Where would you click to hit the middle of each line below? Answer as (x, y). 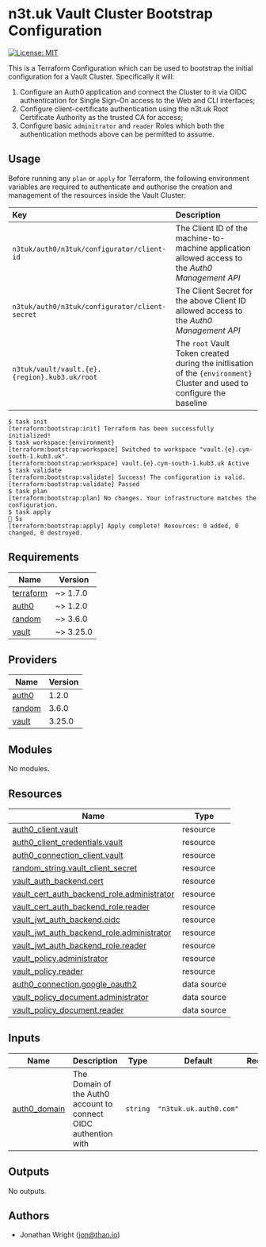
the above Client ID (211, 300)
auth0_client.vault (45, 829)
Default (198, 1060)
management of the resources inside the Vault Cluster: (97, 195)
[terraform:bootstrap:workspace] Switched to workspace (102, 450)
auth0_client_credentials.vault (68, 842)
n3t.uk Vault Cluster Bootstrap (111, 14)
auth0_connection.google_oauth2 (74, 984)
